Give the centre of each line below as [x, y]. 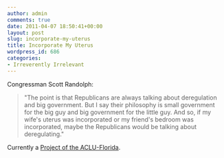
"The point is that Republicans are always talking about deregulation [121, 98]
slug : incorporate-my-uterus [49, 39]
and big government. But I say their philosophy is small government [119, 104]
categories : [24, 58]
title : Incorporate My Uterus [51, 45]
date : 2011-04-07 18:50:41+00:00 [55, 26]
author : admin [27, 13]
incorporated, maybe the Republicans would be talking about [110, 126]
